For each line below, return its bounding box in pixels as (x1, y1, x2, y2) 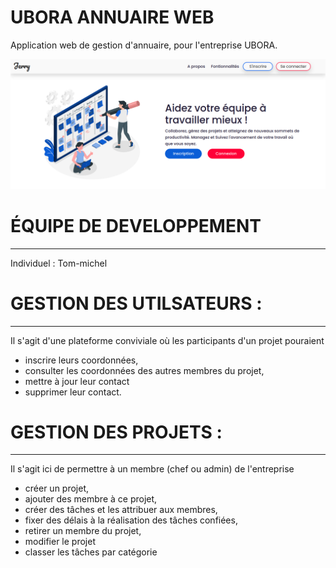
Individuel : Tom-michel (10, 257, 108, 269)
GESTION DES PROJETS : (10, 421, 223, 443)
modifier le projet (24, 536, 96, 548)
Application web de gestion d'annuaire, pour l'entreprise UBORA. (10, 39, 278, 51)
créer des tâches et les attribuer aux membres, (24, 504, 218, 516)
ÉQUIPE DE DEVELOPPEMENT (10, 214, 262, 237)
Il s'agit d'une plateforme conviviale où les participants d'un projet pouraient (10, 334, 325, 346)
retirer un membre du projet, (24, 525, 142, 537)
